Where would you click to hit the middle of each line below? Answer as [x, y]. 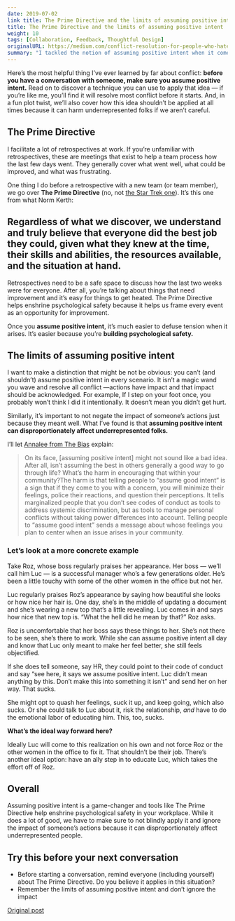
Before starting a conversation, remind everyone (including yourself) [116, 875]
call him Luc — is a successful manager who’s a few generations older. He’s [116, 573]
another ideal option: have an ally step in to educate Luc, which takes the [113, 759]
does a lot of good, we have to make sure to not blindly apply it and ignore [114, 821]
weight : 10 [23, 33]
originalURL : [26, 46]
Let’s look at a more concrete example [73, 551]
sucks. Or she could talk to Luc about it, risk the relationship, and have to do [117, 710]
